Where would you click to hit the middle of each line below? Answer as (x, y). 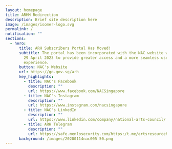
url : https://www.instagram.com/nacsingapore (77, 105)
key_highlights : (36, 77)
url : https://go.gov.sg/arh (49, 72)
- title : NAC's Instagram (51, 96)
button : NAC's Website (43, 67)
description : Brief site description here (51, 19)
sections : (16, 39)
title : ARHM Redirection (32, 15)
